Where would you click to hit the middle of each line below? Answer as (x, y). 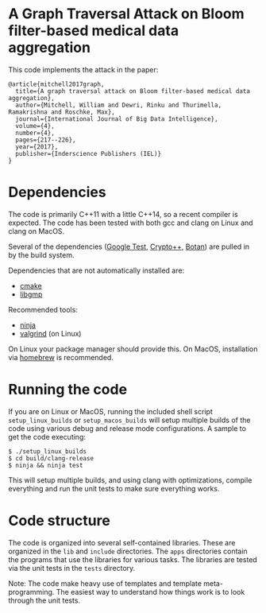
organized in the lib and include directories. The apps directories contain (128, 551)
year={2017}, (37, 147)
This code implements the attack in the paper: (83, 69)
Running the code (68, 390)
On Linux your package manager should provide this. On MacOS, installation (133, 349)
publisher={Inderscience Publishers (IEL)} (88, 153)
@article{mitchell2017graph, (56, 84)
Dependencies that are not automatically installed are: (96, 270)
